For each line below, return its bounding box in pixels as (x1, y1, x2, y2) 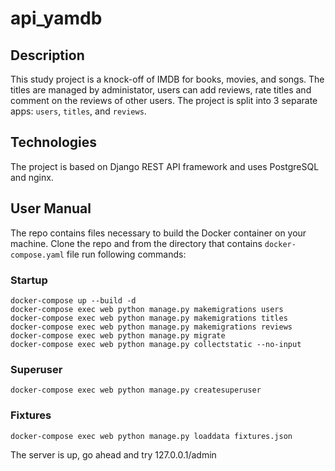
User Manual (10, 200, 92, 217)
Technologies (10, 134, 98, 151)
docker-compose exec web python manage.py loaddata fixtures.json (10, 431, 293, 441)
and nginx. (10, 171, 54, 183)
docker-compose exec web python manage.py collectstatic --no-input (10, 339, 302, 349)
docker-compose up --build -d (10, 295, 137, 306)
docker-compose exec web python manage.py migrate (10, 330, 226, 341)
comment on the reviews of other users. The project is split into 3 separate (10, 95, 318, 106)
